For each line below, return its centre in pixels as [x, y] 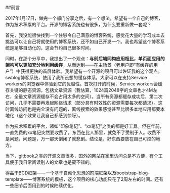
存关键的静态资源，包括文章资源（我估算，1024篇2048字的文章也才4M [79, 90]
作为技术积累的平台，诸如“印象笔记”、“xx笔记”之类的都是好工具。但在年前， [85, 126]
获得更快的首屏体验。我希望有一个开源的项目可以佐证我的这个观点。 [92, 71]
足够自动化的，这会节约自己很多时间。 [54, 48]
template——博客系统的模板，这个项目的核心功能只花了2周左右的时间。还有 [84, 179]
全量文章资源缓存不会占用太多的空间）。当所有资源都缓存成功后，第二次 [88, 96]
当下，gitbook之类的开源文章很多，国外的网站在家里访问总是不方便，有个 [82, 156]
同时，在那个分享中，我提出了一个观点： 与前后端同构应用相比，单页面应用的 [85, 59]
